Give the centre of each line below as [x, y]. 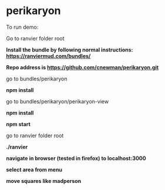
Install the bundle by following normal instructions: [70, 50]
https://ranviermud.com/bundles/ [48, 56]
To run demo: [22, 27]
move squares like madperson [44, 181]
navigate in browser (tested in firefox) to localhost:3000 [76, 158]
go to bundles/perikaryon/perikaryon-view [58, 101]
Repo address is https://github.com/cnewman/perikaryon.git [82, 67]
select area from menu [34, 169]
